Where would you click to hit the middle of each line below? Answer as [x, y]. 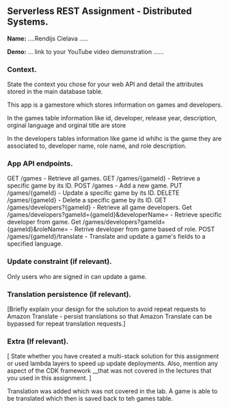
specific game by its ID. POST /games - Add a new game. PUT [95, 186]
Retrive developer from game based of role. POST [145, 229]
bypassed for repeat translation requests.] [66, 324]
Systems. [28, 22]
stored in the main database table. [55, 92]
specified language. [35, 244]
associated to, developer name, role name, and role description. [97, 146]
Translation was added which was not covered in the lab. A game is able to [112, 391]
